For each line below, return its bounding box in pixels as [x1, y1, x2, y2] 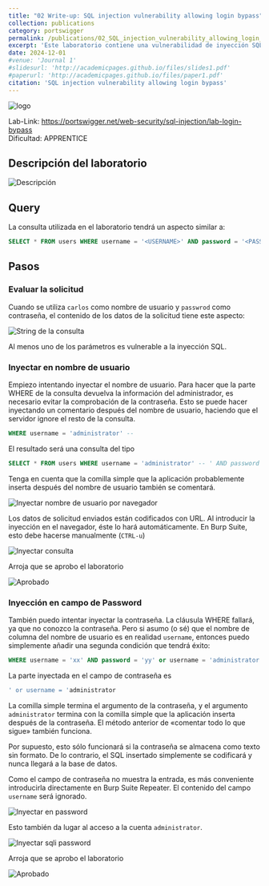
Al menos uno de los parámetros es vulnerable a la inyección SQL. [8, 341, 227, 351]
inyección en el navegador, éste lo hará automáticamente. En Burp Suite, [8, 522, 248, 531]
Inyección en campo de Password [8, 597, 143, 608]
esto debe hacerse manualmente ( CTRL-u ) [8, 530, 146, 540]
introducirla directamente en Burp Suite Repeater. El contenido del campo [8, 783, 251, 792]
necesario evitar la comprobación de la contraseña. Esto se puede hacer [8, 397, 248, 406]
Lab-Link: [8, 116, 40, 126]
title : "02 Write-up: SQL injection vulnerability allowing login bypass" [8, 11, 263, 20]
